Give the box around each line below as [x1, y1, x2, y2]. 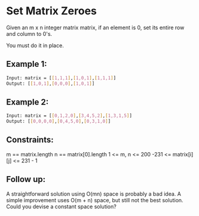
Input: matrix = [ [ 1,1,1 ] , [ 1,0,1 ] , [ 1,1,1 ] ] [6, 75, 117, 81]
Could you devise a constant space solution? [6, 203, 117, 210]
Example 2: [6, 97, 49, 107]
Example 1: [6, 59, 47, 69]
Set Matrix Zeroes [6, 4, 97, 18]
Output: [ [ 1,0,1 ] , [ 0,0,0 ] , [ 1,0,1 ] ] [6, 81, 95, 87]
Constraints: [6, 135, 54, 145]
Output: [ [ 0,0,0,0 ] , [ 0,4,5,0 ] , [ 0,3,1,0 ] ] [6, 118, 111, 125]
